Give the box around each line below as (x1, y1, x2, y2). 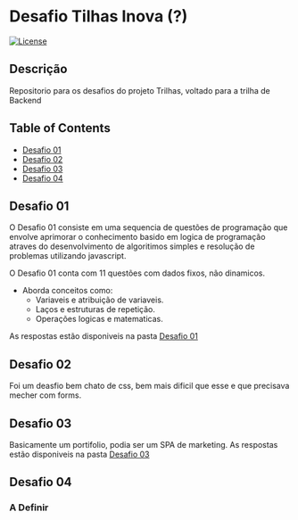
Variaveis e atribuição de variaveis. (35, 294, 164, 305)
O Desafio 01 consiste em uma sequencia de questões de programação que (9, 222, 288, 233)
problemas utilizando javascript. (9, 251, 127, 261)
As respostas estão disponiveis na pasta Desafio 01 (9, 331, 199, 342)
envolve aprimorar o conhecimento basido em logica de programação (9, 232, 266, 243)
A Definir (9, 501, 49, 514)
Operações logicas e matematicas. (35, 314, 163, 325)
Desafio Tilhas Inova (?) (9, 6, 188, 27)
